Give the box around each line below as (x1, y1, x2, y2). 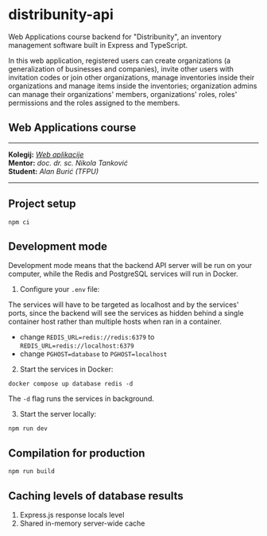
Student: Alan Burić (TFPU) (8, 166, 99, 176)
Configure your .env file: (19, 285, 100, 294)
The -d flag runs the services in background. (8, 394, 155, 403)
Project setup (8, 197, 77, 211)
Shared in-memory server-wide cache (19, 519, 145, 528)
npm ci (8, 218, 30, 226)
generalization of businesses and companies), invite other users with (8, 64, 234, 73)
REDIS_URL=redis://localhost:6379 (19, 342, 134, 351)
